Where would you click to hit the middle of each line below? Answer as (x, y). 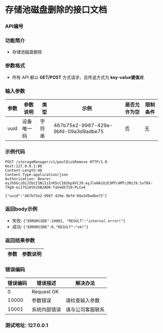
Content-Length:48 (24, 171)
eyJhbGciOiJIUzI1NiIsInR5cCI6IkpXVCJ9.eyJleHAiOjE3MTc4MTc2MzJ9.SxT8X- (79, 183)
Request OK (45, 292)
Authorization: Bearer (28, 179)
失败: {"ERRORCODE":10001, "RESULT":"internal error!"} (69, 221)
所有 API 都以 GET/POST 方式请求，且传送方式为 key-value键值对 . (78, 77)
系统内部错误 (47, 310)
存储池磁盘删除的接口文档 (56, 10)
